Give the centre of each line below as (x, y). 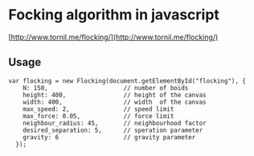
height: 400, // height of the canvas (115, 95)
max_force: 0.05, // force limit (98, 116)
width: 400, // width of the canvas (115, 102)
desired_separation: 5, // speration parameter (113, 130)
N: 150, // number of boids (106, 88)
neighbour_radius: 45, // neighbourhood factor (115, 123)
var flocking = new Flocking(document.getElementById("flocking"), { (127, 81)
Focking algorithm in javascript (114, 15)
